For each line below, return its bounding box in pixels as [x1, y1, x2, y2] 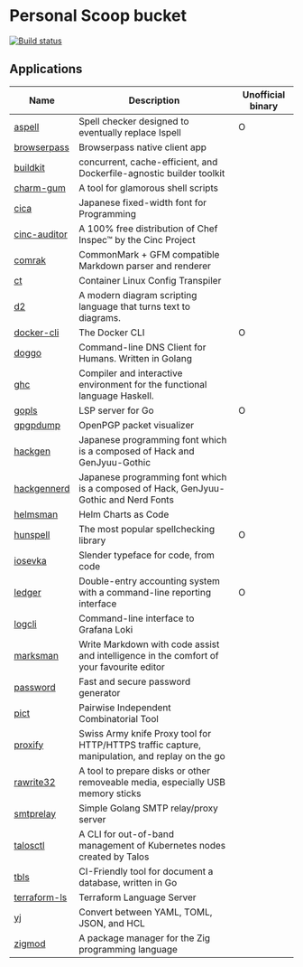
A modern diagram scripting [78, 288, 197, 301]
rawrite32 [14, 775, 56, 788]
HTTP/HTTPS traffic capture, [78, 738, 201, 751]
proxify [14, 738, 44, 751]
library [78, 534, 106, 547]
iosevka [14, 554, 47, 567]
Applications [9, 61, 83, 77]
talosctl [14, 839, 45, 851]
